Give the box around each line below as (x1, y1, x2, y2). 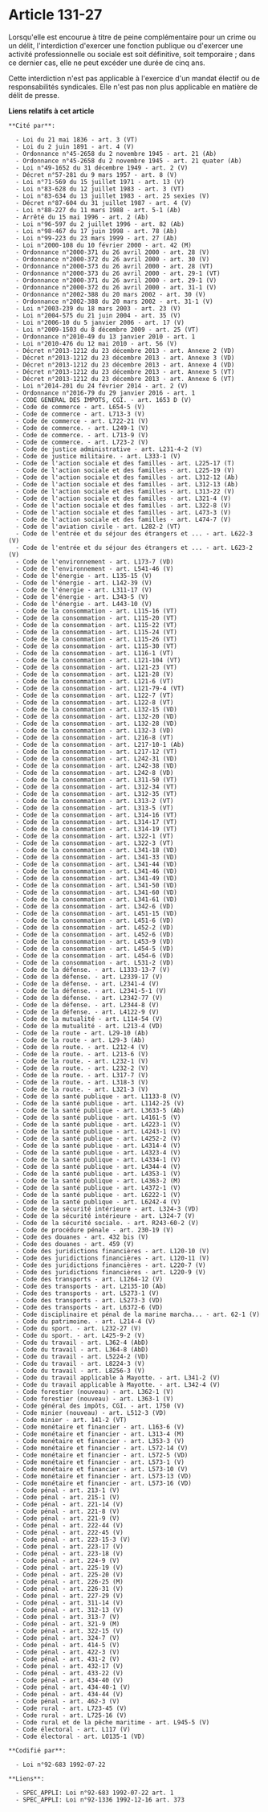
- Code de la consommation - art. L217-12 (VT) (15, 748, 178, 756)
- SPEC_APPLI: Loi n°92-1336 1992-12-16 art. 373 (15, 1795, 185, 1804)
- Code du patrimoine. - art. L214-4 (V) (15, 1317, 156, 1326)
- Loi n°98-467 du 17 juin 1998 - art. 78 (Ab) (15, 227, 178, 235)
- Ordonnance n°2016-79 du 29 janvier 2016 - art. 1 (15, 388, 196, 397)
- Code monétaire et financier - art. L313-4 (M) (15, 1429, 185, 1438)
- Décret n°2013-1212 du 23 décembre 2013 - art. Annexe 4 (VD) (15, 360, 235, 369)
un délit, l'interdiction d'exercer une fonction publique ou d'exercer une (8, 40, 243, 50)
